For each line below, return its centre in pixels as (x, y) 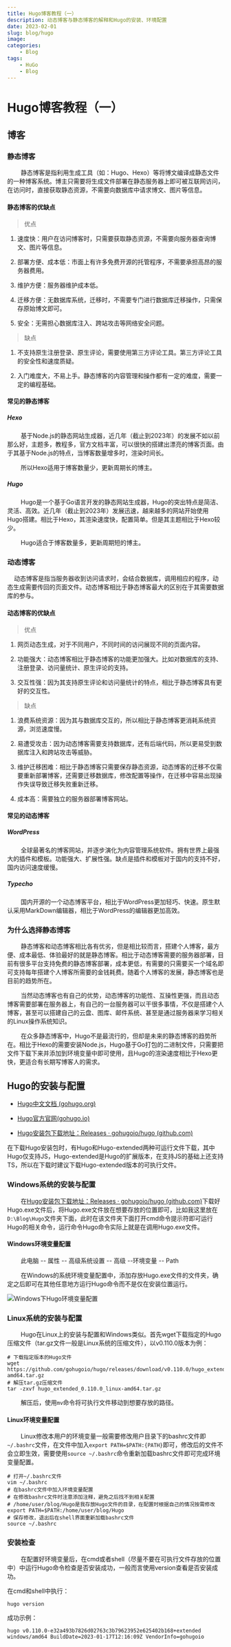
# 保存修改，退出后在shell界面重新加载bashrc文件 (71, 1518)
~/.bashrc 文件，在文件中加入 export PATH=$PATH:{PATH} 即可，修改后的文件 (112, 1445)
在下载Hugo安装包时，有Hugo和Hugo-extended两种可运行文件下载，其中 (111, 1148)
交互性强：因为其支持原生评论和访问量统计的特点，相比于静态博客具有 (117, 682)
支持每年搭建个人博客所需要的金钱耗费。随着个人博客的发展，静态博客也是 (118, 972)
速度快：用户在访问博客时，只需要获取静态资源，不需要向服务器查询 (113, 238)
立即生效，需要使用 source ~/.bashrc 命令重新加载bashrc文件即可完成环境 (117, 1454)
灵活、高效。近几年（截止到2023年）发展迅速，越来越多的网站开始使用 (108, 511)
